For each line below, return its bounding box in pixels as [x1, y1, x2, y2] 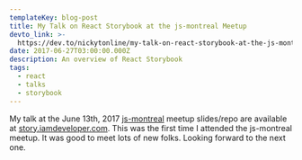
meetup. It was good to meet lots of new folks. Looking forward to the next [9, 132, 286, 143]
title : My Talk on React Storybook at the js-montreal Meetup [9, 22, 247, 31]
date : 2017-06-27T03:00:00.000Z [9, 47, 130, 56]
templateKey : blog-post [9, 13, 99, 22]
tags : [9, 64, 30, 73]
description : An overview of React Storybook [9, 55, 182, 64]
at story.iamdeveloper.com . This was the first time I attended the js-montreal [9, 122, 292, 133]
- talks [17, 80, 47, 89]
